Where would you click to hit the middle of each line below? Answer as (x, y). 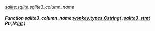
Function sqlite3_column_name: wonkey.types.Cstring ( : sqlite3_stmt (77, 18)
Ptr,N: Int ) (15, 23)
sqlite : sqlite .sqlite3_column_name (40, 7)
